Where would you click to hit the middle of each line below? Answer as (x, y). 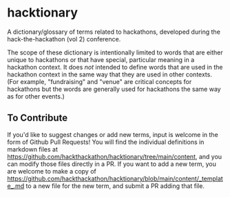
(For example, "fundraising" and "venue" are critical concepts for (100, 81)
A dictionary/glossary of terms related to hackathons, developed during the (114, 32)
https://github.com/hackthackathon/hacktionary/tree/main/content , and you (115, 156)
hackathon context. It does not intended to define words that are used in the (115, 67)
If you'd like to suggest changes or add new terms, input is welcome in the (113, 134)
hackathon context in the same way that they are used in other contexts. (109, 74)
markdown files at (33, 149)
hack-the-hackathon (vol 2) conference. (64, 39)
